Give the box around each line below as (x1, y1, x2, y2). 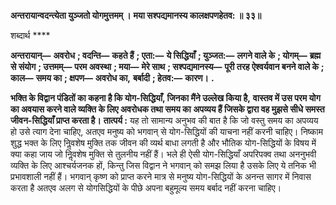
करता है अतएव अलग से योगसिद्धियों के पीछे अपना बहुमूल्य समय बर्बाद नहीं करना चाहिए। (10, 182, 282, 194)
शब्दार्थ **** (10, 30, 51, 41)
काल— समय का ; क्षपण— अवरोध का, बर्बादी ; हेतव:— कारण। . (10, 72, 215, 84)
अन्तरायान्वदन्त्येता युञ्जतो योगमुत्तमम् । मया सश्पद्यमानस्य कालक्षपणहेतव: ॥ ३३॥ (10, 10, 262, 21)
